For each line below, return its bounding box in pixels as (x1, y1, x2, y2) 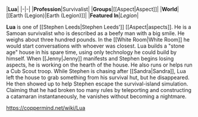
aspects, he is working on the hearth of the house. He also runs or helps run (6, 61, 193, 68)
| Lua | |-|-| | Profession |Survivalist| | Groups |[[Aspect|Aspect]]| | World (6, 6, 177, 12)
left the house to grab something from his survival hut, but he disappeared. (6, 74, 190, 81)
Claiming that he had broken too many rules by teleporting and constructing (6, 87, 192, 93)
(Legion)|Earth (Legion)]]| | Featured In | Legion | (24, 12, 139, 19)
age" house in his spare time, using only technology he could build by (6, 49, 177, 56)
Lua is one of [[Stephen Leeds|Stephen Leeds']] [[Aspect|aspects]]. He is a (6, 24, 191, 30)
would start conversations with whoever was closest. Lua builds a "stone (6, 42, 185, 49)
